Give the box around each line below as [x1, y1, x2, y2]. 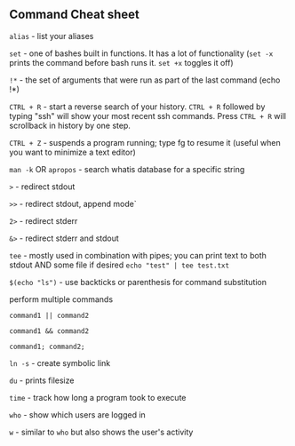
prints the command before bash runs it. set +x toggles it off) [9, 57, 234, 68]
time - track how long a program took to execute [9, 392, 187, 402]
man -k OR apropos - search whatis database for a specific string [9, 163, 245, 174]
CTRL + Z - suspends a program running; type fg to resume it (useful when [9, 137, 282, 147]
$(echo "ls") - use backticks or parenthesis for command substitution [9, 276, 267, 287]
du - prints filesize [9, 375, 75, 386]
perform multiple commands [9, 293, 114, 305]
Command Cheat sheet [9, 7, 140, 22]
